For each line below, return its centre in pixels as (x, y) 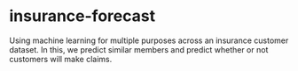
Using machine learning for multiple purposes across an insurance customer (149, 40)
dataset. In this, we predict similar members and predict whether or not (139, 49)
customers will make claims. (61, 59)
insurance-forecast (82, 16)
